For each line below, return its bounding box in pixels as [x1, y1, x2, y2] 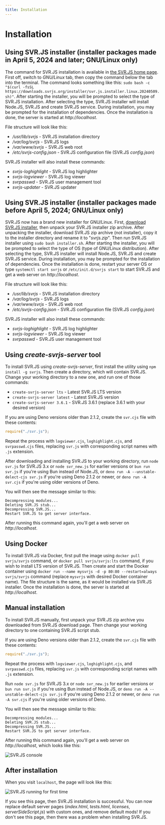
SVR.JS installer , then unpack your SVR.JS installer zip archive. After [5, 224, 144, 230]
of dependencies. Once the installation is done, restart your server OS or [5, 261, 153, 267]
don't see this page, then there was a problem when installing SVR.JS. [5, 814, 148, 820]
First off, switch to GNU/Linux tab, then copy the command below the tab [5, 74, 154, 80]
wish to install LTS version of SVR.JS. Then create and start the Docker [5, 563, 149, 569]
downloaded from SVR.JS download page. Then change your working [5, 622, 147, 628]
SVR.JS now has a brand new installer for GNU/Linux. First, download [5, 219, 146, 225]
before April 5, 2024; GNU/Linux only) [5, 206, 124, 215]
